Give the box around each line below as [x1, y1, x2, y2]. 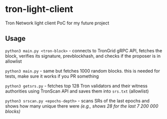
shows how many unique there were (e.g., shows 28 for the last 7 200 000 [5, 103, 159, 109]
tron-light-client [5, 3, 73, 15]
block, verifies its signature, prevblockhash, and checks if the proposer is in [5, 53, 161, 59]
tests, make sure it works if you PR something [5, 73, 99, 79]
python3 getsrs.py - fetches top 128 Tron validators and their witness [5, 83, 148, 89]
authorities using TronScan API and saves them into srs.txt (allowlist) [5, 88, 149, 94]
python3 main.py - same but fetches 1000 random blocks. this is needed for [5, 68, 161, 74]
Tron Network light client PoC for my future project [5, 20, 110, 26]
